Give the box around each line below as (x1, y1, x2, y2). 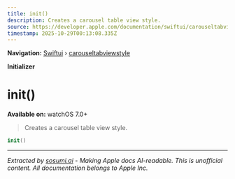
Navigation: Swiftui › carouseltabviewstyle (7, 49, 131, 57)
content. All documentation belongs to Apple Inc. (7, 164, 148, 172)
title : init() (7, 10, 49, 17)
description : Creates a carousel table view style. (7, 17, 161, 24)
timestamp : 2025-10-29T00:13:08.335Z (7, 29, 117, 37)
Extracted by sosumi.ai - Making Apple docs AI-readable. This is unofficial (7, 157, 222, 165)
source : (7, 23, 30, 30)
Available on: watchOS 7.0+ (7, 110, 88, 119)
